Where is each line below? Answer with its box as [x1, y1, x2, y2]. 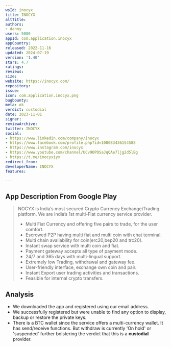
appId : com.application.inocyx [5, 36, 72, 41]
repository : [5, 83, 31, 88]
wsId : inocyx [5, 7, 33, 13]
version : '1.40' [5, 55, 40, 60]
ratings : [5, 64, 24, 69]
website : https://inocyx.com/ [5, 79, 70, 84]
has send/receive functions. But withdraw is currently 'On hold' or [12, 325, 152, 331]
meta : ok [5, 103, 24, 108]
